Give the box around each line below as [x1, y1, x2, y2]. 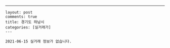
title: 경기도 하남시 [5, 19, 45, 24]
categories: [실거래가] [5, 25, 51, 30]
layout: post [5, 10, 33, 15]
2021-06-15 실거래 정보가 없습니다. [5, 39, 72, 44]
